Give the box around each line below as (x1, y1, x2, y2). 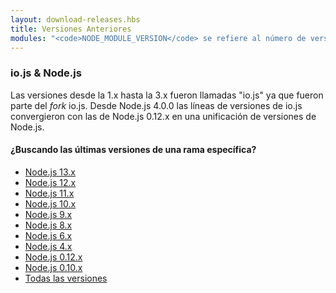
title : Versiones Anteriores (10, 24, 132, 34)
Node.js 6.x (24, 229, 73, 241)
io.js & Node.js (10, 66, 82, 80)
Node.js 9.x (24, 208, 73, 220)
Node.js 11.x (24, 187, 75, 199)
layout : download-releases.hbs (10, 14, 141, 25)
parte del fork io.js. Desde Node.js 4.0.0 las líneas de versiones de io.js (10, 99, 303, 111)
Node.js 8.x (24, 219, 73, 231)
